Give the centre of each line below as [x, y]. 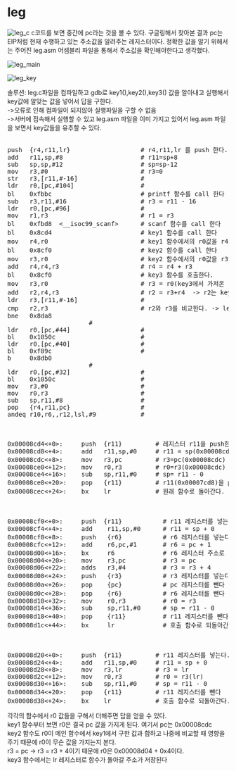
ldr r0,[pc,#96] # [76, 208]
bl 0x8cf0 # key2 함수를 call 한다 [112, 250]
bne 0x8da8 [30, 315]
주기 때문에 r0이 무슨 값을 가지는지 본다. [62, 742]
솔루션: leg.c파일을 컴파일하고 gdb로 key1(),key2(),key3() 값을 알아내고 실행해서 [118, 92]
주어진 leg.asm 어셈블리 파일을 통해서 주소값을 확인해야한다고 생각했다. [112, 50]
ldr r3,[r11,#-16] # [76, 300]
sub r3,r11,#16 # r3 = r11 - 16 [102, 201]
